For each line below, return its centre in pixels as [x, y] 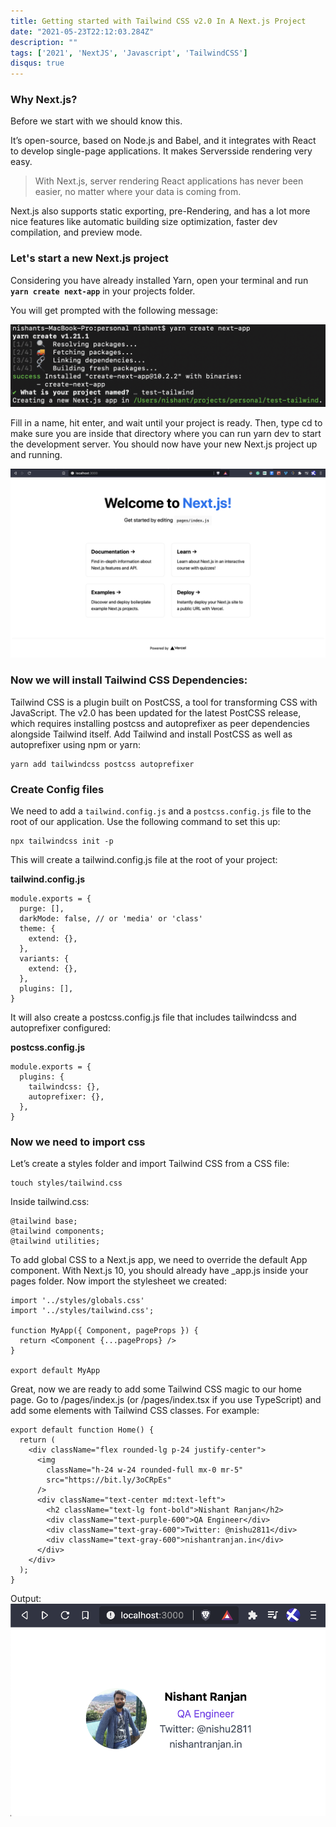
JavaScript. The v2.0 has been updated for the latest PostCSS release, [156, 712]
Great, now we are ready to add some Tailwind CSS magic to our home [156, 1389]
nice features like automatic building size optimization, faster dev [144, 222]
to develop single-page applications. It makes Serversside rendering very [161, 151]
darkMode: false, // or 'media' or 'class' [111, 918]
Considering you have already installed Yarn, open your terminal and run [159, 280]
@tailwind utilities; [55, 1241]
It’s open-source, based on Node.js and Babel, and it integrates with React [163, 141]
